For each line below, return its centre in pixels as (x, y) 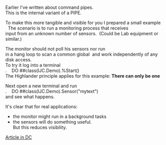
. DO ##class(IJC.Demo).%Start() (42, 70)
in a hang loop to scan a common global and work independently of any (81, 54)
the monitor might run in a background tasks (59, 116)
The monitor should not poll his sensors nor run (55, 49)
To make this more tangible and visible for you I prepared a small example (83, 23)
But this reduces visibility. (40, 127)
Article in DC (19, 137)
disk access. (18, 60)
